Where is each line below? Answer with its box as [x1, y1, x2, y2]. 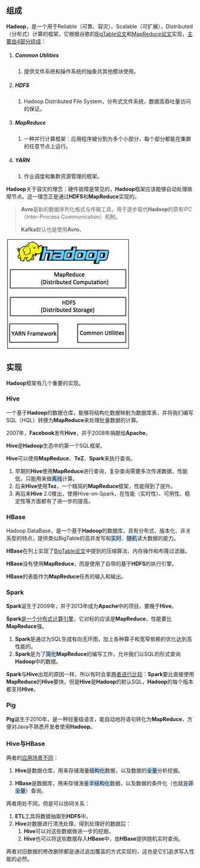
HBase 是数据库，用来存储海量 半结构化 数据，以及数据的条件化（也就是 [14, 779, 189, 786]
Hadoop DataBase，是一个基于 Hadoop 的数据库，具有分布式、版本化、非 [6, 527, 186, 535]
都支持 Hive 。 [6, 686, 39, 693]
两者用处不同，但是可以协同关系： [6, 800, 90, 807]
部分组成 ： [20, 38, 47, 45]
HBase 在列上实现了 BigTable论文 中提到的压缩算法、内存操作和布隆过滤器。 [6, 547, 190, 554]
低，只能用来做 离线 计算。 [14, 475, 78, 482]
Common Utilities [14, 52, 59, 59]
